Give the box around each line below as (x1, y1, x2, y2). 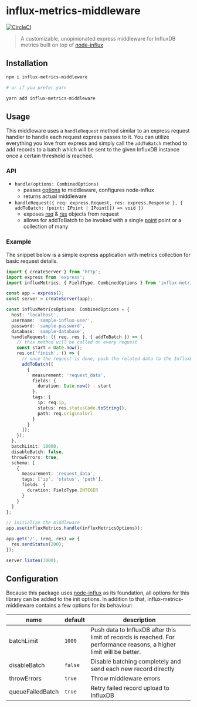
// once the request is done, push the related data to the (21, 356, 172, 362)
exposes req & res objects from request (23, 210, 119, 217)
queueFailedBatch (9, 688, 59, 696)
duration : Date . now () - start (37, 383, 111, 389)
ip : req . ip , (37, 399, 67, 406)
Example (6, 237, 32, 246)
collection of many (23, 223, 69, 230)
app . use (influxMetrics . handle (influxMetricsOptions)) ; (6, 526, 143, 531)
